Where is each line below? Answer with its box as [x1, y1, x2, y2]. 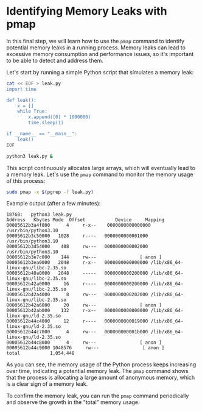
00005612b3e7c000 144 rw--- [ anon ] [6, 254, 162, 260]
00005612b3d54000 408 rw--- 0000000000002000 [6, 244, 148, 250]
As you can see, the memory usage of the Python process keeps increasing [6, 361, 197, 368]
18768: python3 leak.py [6, 211, 72, 218]
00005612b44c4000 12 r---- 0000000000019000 [6, 318, 148, 324]
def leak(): [6, 97, 37, 103]
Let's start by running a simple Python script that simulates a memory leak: [6, 68, 194, 76]
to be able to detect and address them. [6, 57, 103, 64]
